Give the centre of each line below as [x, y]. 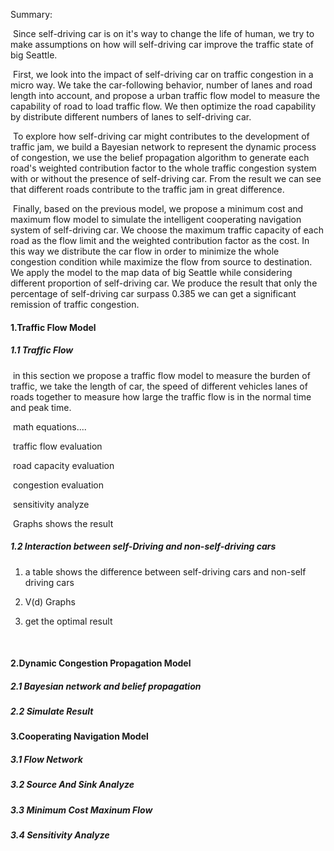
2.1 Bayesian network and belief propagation [106, 686]
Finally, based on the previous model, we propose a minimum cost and [158, 208]
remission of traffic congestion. [75, 304]
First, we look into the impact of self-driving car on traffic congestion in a [163, 74]
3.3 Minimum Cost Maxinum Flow [81, 810]
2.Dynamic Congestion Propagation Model [101, 663]
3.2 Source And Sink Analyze [72, 785]
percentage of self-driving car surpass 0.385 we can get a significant [153, 293]
